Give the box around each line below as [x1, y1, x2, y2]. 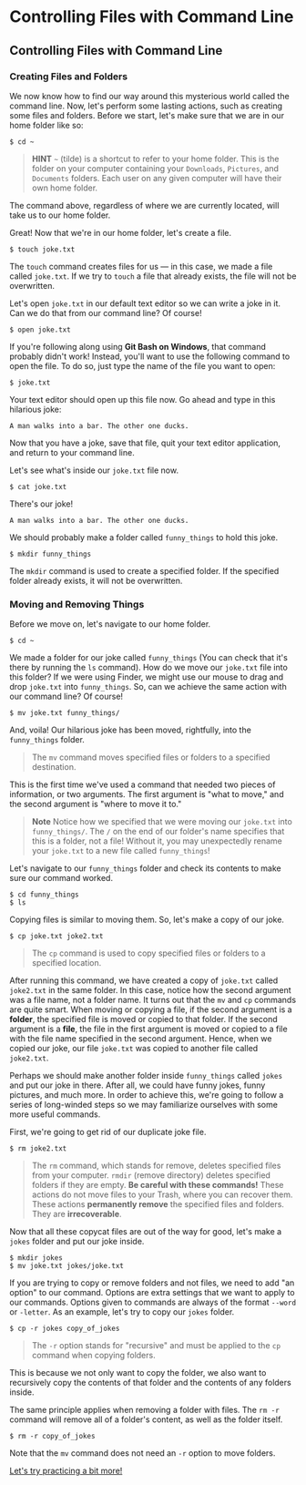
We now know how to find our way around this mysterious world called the [9, 90, 290, 101]
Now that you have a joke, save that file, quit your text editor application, [9, 437, 280, 448]
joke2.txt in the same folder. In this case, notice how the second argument [9, 985, 291, 996]
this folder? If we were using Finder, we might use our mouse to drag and [9, 671, 284, 682]
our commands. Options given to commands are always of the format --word [9, 1296, 297, 1308]
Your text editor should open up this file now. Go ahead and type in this [9, 394, 276, 405]
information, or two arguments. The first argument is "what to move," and [9, 789, 284, 800]
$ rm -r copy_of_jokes [9, 1432, 96, 1441]
